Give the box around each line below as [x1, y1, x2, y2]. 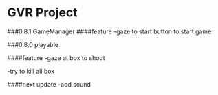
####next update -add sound [7, 80, 91, 88]
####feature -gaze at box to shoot [7, 53, 105, 62]
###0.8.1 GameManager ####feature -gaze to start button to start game [7, 27, 212, 36]
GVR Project [7, 5, 78, 21]
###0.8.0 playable [7, 40, 58, 49]
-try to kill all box [7, 67, 55, 75]
